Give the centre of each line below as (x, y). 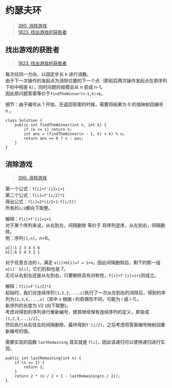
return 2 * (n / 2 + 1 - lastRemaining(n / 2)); (68, 376)
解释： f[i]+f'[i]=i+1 (28, 219)
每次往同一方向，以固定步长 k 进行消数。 (48, 74)
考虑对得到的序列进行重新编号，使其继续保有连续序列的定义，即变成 (77, 312)
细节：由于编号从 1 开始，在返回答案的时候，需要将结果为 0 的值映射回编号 (84, 104)
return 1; (34, 367)
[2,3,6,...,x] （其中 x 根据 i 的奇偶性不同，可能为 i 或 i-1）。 (78, 299)
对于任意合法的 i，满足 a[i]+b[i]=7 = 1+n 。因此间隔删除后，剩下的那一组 (83, 262)
